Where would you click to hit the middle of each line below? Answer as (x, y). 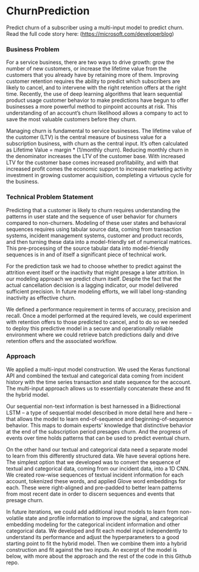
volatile (15, 518)
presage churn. (25, 500)
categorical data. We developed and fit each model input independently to (97, 531)
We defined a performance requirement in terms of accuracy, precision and (99, 309)
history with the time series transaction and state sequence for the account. (99, 382)
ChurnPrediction (48, 11)
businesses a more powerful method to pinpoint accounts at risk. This (91, 107)
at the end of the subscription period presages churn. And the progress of (97, 431)
